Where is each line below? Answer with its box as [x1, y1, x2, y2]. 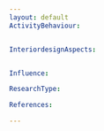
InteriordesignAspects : [9, 45, 97, 54]
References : [9, 101, 53, 110]
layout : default [9, 12, 69, 22]
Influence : [9, 68, 49, 78]
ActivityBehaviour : [9, 21, 81, 30]
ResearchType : [9, 85, 62, 94]
